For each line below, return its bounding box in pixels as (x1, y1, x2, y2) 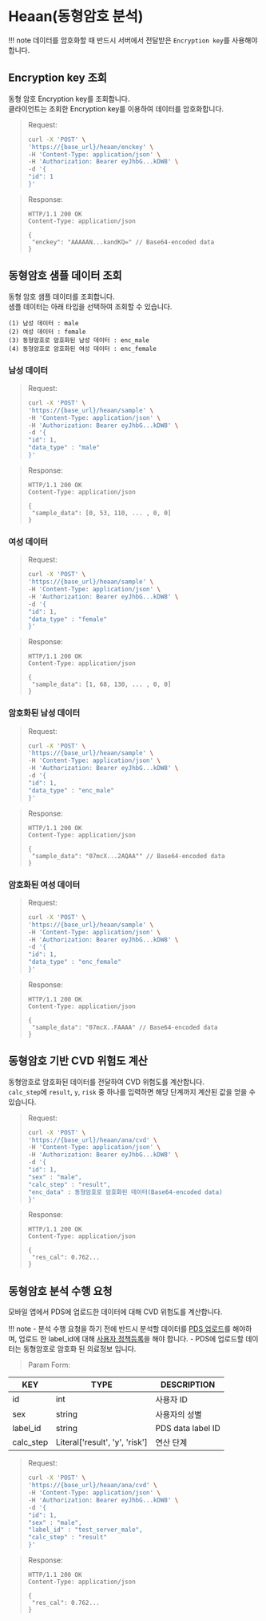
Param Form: (27, 1360, 70, 1370)
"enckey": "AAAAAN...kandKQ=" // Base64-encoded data (31, 238, 215, 246)
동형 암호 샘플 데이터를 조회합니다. (8, 292, 115, 301)
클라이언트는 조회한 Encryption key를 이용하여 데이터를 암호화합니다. (8, 103, 224, 113)
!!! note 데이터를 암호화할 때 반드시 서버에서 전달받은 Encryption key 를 (8, 35, 230, 45)
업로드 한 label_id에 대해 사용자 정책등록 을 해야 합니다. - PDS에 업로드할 (18, 1334, 244, 1344)
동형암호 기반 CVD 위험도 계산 (8, 1054, 148, 1068)
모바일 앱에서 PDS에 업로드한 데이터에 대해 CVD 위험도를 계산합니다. (8, 1307, 223, 1317)
